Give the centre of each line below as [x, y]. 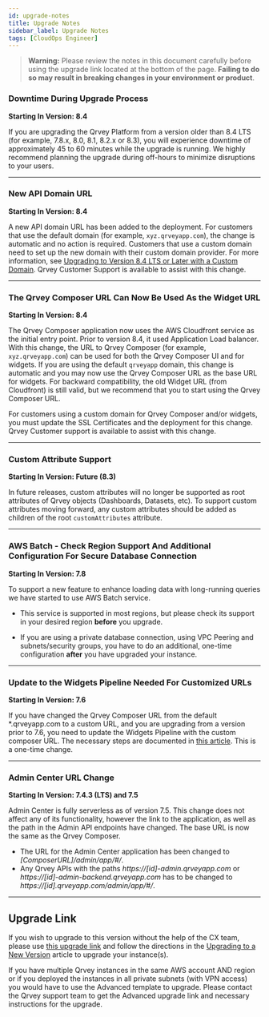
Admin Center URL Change [61, 778]
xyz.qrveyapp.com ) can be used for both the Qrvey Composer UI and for [126, 356]
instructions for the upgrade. [55, 1004]
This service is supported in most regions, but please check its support [137, 613]
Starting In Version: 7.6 [47, 700]
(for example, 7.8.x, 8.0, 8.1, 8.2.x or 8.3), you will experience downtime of [129, 140]
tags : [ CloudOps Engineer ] [53, 38]
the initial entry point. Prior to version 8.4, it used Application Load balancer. [134, 339]
